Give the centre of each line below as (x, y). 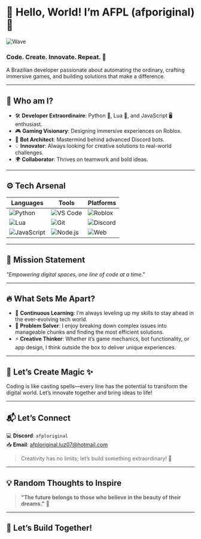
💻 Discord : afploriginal (37, 436)
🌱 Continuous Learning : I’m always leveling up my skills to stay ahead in (104, 313)
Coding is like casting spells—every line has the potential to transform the (97, 386)
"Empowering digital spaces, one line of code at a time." (76, 274)
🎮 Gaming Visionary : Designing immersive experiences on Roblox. (98, 131)
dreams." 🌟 (35, 503)
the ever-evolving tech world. (51, 319)
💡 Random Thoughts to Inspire (64, 483)
